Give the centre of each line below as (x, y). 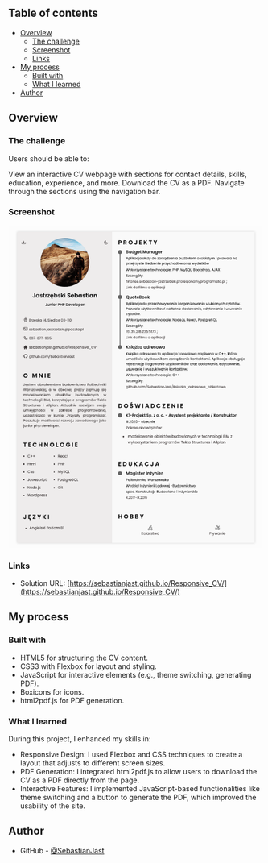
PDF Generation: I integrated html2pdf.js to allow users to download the (138, 771)
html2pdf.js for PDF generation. (72, 700)
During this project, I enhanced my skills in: (80, 739)
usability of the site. (53, 806)
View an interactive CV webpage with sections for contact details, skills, (128, 174)
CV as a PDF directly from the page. (79, 780)
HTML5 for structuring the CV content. (84, 658)
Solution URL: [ (45, 583)
